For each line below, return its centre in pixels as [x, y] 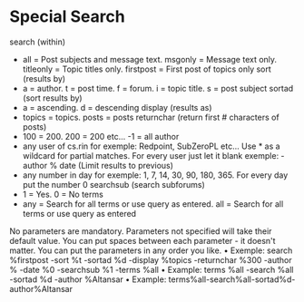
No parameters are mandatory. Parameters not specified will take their [141, 231]
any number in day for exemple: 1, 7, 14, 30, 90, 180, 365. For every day [155, 175]
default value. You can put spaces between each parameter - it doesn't [142, 240]
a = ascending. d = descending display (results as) [117, 107]
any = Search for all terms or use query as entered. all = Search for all [153, 204]
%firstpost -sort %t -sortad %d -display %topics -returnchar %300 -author [151, 259]
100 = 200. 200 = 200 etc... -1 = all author [101, 136]
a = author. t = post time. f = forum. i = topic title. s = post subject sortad [158, 88]
